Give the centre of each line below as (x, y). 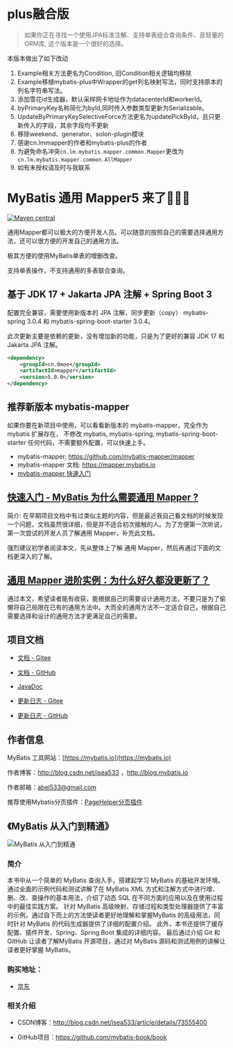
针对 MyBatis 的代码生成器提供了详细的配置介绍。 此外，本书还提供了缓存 (118, 924)
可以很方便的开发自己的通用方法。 (74, 241)
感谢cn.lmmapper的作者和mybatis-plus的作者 (82, 143)
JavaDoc (30, 686)
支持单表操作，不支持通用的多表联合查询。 (68, 270)
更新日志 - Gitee (40, 701)
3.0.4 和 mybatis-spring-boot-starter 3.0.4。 (90, 321)
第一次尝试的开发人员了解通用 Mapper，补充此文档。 (83, 533)
